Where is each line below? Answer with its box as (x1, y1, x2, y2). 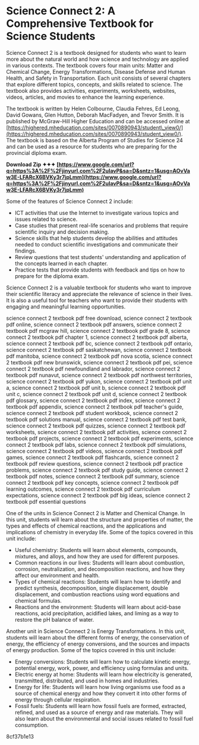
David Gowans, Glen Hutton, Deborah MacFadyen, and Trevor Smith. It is (6, 111, 184, 119)
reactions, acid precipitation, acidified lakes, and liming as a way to (14, 609, 179, 617)
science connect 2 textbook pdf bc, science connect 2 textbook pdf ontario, (6, 339, 193, 347)
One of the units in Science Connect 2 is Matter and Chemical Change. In (6, 509, 185, 516)
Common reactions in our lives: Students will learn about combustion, (14, 559, 185, 566)
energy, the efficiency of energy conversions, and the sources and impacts (6, 640, 190, 647)
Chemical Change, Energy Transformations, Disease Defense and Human (6, 68, 186, 75)
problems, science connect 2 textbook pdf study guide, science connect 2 (6, 466, 189, 473)
